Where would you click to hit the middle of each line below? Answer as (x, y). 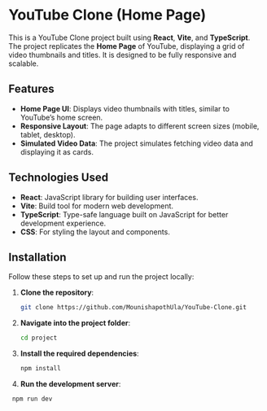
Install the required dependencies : (80, 354)
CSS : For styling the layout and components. (95, 232)
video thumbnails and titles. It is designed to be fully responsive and (123, 55)
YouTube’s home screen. (61, 117)
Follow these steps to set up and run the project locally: (101, 277)
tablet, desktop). (48, 134)
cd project (39, 338)
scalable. (24, 63)
